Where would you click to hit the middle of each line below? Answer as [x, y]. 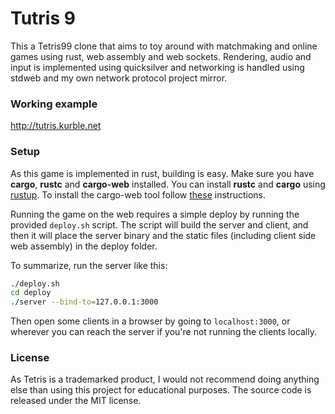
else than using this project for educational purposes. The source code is [161, 390]
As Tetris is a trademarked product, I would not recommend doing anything [165, 379]
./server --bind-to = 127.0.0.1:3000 [84, 302]
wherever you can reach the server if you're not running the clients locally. [164, 332]
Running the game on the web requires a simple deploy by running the [155, 214]
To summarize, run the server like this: [89, 265]
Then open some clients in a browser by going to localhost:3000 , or [150, 321]
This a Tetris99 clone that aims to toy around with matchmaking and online [164, 46]
